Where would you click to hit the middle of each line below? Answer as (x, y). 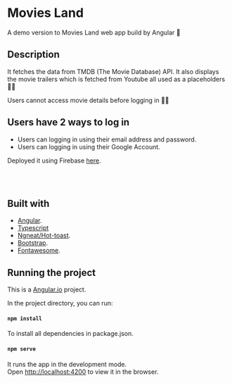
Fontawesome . (39, 251)
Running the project (52, 272)
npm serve (22, 349)
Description (33, 55)
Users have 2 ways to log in (69, 122)
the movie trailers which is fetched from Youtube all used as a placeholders (116, 79)
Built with (28, 203)
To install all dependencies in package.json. (70, 334)
